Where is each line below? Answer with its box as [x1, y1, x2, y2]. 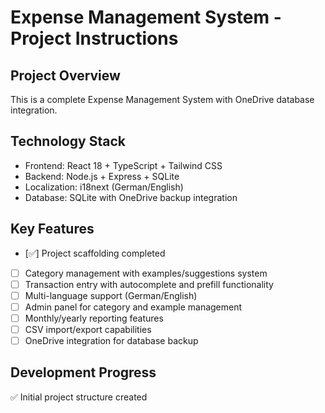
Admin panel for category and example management [24, 301, 243, 313]
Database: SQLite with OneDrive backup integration [24, 191, 238, 203]
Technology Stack [10, 133, 126, 150]
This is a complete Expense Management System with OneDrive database [10, 94, 315, 105]
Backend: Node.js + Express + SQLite [24, 170, 180, 182]
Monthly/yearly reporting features [24, 312, 164, 324]
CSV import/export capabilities [24, 323, 152, 335]
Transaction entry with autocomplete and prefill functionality [24, 278, 274, 290]
